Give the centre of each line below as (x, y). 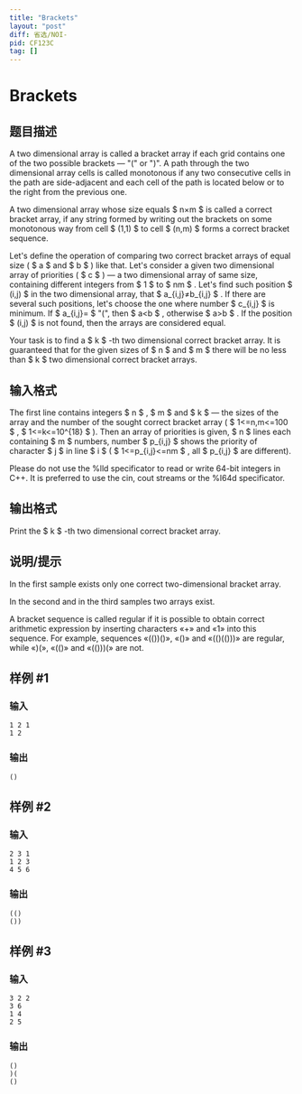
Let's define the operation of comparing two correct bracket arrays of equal (150, 256)
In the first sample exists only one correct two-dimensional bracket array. (146, 584)
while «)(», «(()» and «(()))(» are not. (77, 647)
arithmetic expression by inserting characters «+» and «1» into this (133, 628)
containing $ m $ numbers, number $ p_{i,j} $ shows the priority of (133, 441)
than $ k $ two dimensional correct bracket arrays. (103, 360)
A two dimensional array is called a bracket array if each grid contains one (147, 153)
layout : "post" (38, 26)
